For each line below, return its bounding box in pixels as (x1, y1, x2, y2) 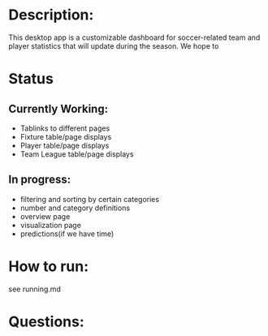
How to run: (8, 257, 89, 275)
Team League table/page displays (19, 149, 134, 159)
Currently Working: (8, 101, 108, 115)
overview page (19, 211, 71, 221)
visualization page (19, 220, 81, 230)
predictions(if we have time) (19, 229, 115, 239)
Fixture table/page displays (19, 131, 112, 141)
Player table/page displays (19, 140, 110, 150)
